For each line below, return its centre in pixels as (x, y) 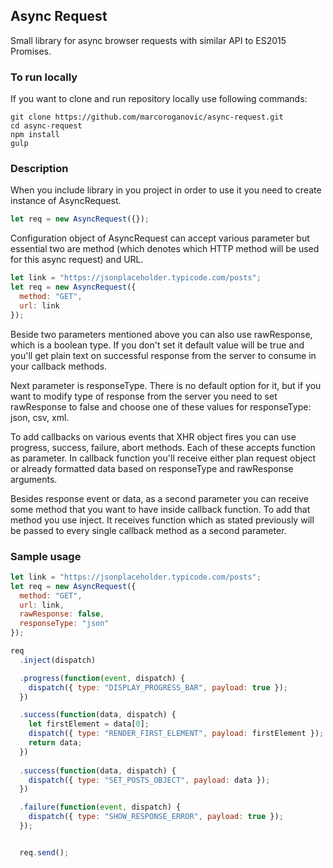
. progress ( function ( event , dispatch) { (102, 678)
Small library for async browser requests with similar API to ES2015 (148, 40)
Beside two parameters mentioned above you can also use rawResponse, (161, 334)
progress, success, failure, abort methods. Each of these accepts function (163, 447)
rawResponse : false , (62, 614)
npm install (35, 135)
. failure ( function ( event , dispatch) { (100, 807)
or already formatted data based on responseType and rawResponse (152, 468)
